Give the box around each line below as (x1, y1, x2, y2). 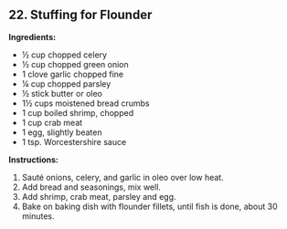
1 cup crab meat (21, 117, 83, 128)
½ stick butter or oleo (21, 88, 102, 99)
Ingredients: (8, 31, 57, 42)
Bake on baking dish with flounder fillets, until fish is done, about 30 (21, 201, 278, 212)
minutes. (21, 210, 56, 222)
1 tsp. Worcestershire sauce (21, 136, 127, 147)
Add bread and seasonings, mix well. (21, 182, 162, 193)
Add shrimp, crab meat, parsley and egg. (21, 191, 176, 202)
